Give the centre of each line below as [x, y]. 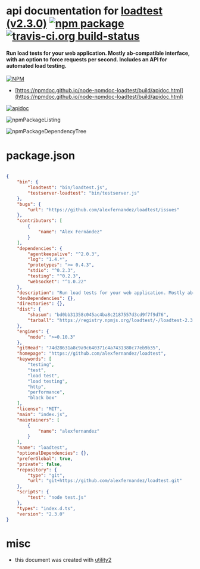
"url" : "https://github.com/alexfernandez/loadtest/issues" [104, 210]
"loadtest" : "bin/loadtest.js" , [68, 188]
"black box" [43, 398]
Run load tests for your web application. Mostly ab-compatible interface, [98, 53]
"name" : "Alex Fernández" [70, 232]
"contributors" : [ [40, 221]
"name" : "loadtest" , [42, 448]
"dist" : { [29, 309]
